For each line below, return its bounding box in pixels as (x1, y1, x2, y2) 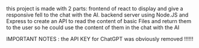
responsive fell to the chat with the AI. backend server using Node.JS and (6, 11, 189, 18)
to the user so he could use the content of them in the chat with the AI (6, 24, 180, 31)
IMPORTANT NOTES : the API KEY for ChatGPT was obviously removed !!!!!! (6, 36, 194, 42)
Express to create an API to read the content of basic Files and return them (6, 18, 191, 24)
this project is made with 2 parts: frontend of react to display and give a (6, 5, 183, 12)
